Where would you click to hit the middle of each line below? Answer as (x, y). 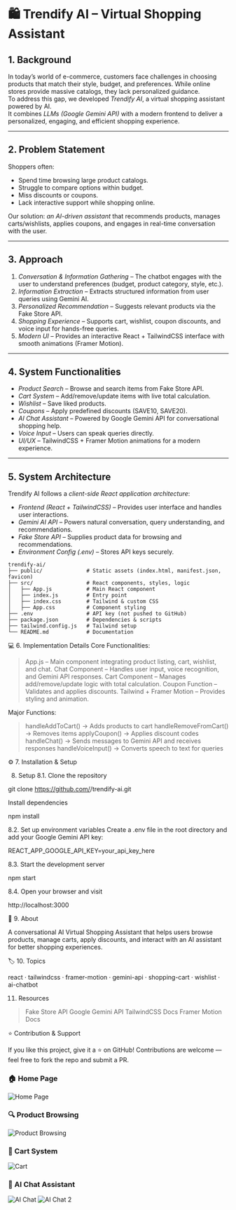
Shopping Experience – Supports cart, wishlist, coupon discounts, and (119, 321)
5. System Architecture (60, 477)
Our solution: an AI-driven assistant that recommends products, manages (114, 216)
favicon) (21, 577)
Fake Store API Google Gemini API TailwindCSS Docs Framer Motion (124, 1012)
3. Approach (36, 259)
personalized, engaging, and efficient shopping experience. (94, 121)
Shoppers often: (31, 167)
